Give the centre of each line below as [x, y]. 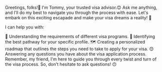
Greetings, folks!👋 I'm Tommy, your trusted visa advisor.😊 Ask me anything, [81, 7]
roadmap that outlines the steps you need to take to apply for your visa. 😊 [80, 49]
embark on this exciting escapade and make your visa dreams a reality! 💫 [78, 18]
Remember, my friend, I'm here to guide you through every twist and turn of [81, 59]
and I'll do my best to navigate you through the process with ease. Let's [77, 13]
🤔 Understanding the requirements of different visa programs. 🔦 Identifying [80, 36]
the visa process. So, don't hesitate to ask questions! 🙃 [61, 64]
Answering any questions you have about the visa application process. [76, 54]
